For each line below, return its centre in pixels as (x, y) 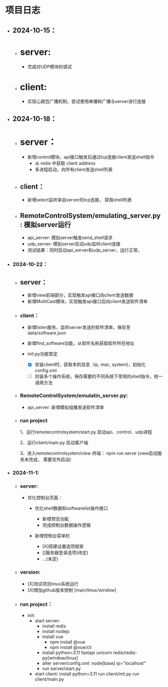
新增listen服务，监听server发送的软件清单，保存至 (79, 327)
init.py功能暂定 (42, 354)
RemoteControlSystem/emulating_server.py (90, 215)
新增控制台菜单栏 (52, 536)
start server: (47, 620)
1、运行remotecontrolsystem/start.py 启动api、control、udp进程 (86, 432)
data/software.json (47, 333)
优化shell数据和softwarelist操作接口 (71, 508)
